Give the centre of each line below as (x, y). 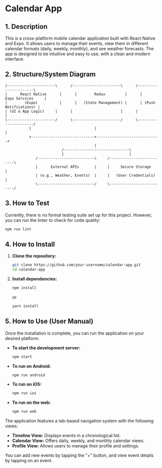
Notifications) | (23, 107)
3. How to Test (27, 203)
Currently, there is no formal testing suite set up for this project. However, (79, 215)
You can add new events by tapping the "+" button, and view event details (80, 455)
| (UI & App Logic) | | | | (72, 111)
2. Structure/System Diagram (50, 74)
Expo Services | (26, 98)
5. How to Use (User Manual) (49, 321)
